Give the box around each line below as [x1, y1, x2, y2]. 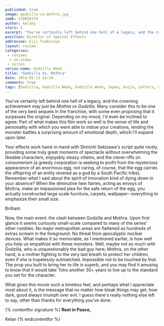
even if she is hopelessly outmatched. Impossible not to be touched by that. [5, 256, 158, 262]
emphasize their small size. [5, 196, 60, 202]
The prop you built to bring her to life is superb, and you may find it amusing [5, 261, 158, 267]
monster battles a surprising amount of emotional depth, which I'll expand [5, 129, 154, 135]
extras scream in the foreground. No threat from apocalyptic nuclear [5, 231, 143, 236]
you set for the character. [5, 272, 56, 278]
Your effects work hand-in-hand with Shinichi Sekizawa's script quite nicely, [5, 144, 159, 150]
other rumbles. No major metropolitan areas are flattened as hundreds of [5, 225, 151, 231]
